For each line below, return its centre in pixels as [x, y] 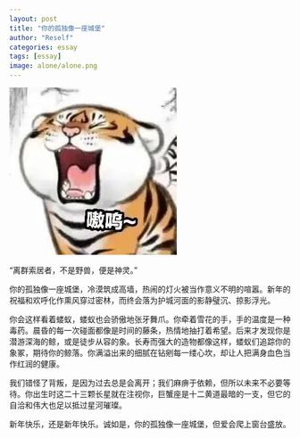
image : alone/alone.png [54, 66]
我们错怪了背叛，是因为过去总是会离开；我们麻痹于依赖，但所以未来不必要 [146, 383]
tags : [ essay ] [36, 57]
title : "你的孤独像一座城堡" [57, 28]
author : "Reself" [42, 37]
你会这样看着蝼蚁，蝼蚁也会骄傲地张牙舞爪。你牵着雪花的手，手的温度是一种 [150, 319]
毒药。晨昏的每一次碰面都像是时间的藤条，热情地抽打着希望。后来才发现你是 [150, 331]
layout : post [33, 19]
